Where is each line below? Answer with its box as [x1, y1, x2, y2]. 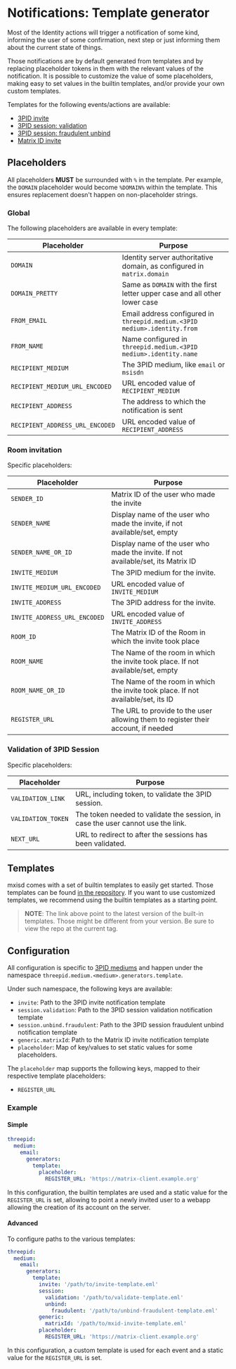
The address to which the [122, 397, 206, 407]
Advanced [7, 1219, 39, 1228]
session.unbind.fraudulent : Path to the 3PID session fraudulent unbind [17, 1021, 224, 1029]
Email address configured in [122, 309, 214, 319]
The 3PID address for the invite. [111, 598, 216, 608]
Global [7, 208, 30, 217]
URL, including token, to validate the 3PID [74, 789, 212, 799]
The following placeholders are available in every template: [7, 224, 178, 233]
